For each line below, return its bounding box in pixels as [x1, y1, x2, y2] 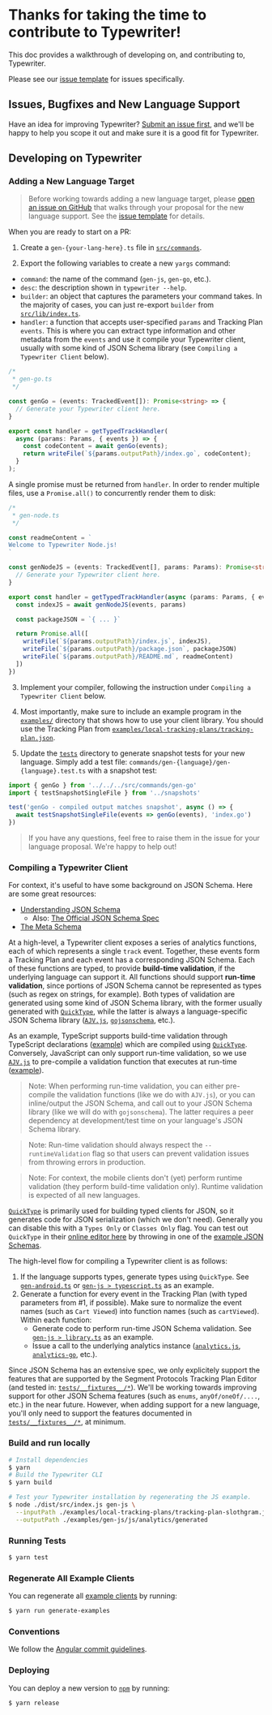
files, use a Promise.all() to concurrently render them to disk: [8, 488, 216, 498]
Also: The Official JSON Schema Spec [32, 913, 159, 923]
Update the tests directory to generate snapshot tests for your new [19, 748, 245, 758]
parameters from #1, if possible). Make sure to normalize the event [19, 1298, 242, 1308]
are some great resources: [8, 889, 97, 898]
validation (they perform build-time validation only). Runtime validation [28, 1182, 263, 1191]
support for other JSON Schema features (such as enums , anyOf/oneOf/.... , [8, 1391, 261, 1401]
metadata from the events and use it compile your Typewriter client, [19, 334, 246, 344]
